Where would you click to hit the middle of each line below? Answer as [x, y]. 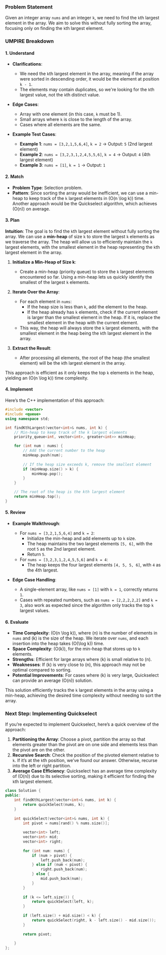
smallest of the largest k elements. [55, 282]
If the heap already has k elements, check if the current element [92, 312]
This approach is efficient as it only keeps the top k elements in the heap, [80, 373]
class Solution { [23, 791]
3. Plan [12, 220]
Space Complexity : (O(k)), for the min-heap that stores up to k [76, 649]
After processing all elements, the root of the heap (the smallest [85, 358]
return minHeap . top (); [37, 497]
